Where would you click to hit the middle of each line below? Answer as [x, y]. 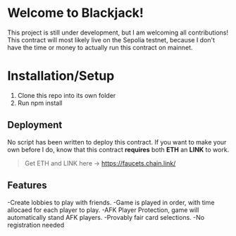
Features [27, 186]
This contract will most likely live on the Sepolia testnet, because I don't [111, 39]
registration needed [36, 225]
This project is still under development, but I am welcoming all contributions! [118, 32]
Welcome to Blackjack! [76, 13]
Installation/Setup [61, 76]
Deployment [35, 125]
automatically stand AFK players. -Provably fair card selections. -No [106, 217]
